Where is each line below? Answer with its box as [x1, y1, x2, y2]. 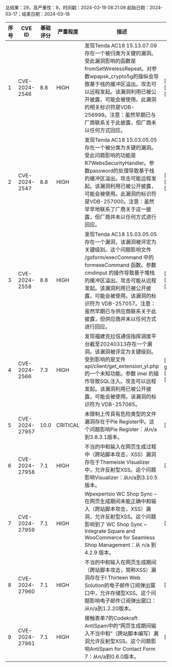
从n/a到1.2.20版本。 [84, 605, 134, 612]
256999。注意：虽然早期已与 [84, 111, 156, 118]
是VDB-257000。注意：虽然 [84, 198, 155, 205]
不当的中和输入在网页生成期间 [84, 559, 157, 566]
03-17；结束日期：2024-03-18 [5, 11, 70, 17]
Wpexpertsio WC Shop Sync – [84, 490, 157, 497]
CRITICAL [56, 422, 80, 429]
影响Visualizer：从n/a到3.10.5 [84, 474, 158, 481]
